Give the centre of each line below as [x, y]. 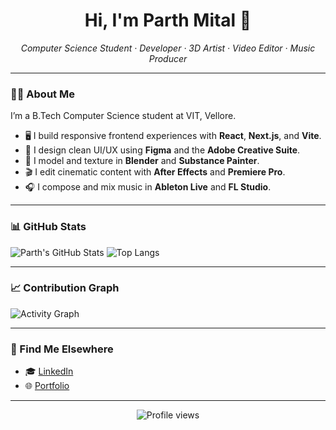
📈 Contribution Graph [65, 288]
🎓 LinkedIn [49, 371]
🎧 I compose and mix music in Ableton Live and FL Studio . [148, 187]
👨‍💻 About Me [42, 94]
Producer [168, 58]
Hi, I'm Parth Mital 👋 [168, 20]
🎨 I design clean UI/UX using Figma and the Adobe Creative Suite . [162, 150]
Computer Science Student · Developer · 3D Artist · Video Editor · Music [168, 48]
